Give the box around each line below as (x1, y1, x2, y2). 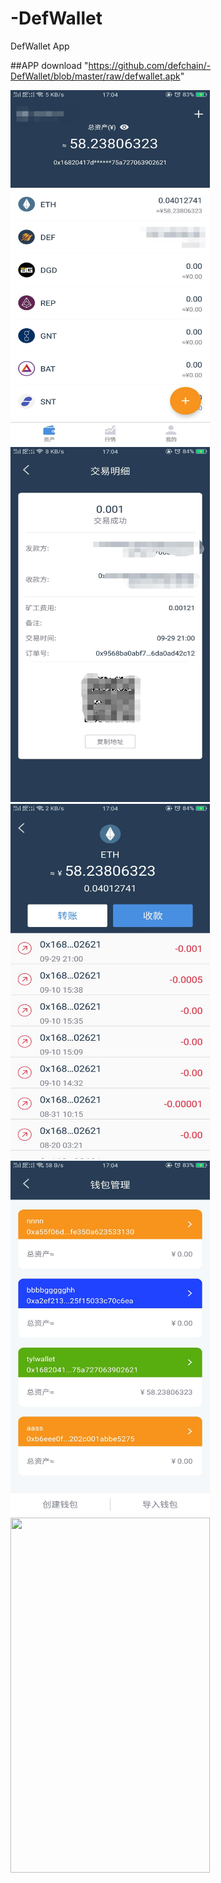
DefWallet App (10, 40, 70, 52)
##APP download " (10, 59, 89, 71)
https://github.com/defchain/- (88, 59, 212, 71)
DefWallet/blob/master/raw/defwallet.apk (10, 70, 181, 82)
